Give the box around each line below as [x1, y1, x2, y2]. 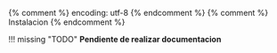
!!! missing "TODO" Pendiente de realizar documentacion [8, 34, 222, 44]
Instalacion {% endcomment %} [8, 17, 126, 27]
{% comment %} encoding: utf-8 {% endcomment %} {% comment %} [8, 8, 269, 18]
